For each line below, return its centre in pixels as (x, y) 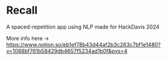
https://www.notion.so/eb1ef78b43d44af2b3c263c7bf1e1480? (83, 45)
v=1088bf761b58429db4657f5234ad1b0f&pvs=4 (67, 50)
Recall (22, 10)
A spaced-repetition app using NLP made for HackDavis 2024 (83, 27)
